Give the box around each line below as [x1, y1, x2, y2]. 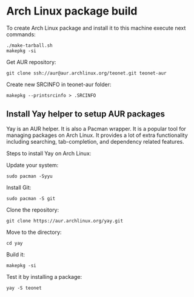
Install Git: [6, 184, 32, 191]
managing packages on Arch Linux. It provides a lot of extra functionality [6, 132, 188, 139]
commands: [6, 30, 36, 38]
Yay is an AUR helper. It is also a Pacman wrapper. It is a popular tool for [6, 125, 187, 132]
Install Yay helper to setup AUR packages [6, 109, 166, 119]
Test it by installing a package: [6, 273, 82, 280]
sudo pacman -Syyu [6, 173, 53, 179]
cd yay [6, 240, 23, 246]
